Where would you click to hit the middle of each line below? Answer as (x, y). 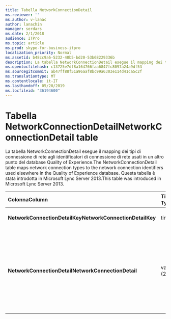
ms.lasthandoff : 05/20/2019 (35, 86)
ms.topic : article (25, 43)
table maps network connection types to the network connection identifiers (84, 168)
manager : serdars (24, 29)
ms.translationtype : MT (31, 76)
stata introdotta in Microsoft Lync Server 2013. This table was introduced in (83, 178)
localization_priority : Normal (38, 52)
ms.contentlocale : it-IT (32, 81)
